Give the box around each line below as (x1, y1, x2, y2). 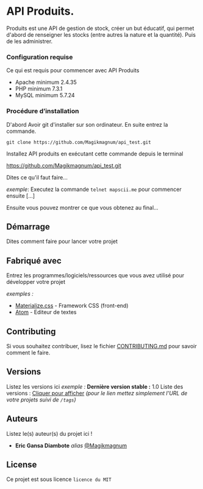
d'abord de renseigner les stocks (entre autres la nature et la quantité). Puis (6, 31, 196, 38)
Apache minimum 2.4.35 (15, 78, 77, 86)
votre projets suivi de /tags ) (6, 396, 76, 403)
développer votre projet (6, 278, 66, 286)
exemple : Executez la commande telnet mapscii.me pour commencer (6, 185, 182, 193)
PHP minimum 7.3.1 (15, 85, 63, 92)
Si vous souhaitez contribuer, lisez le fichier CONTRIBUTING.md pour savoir (6, 342, 197, 349)
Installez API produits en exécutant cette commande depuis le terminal (6, 150, 184, 157)
